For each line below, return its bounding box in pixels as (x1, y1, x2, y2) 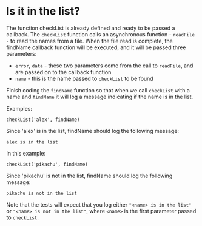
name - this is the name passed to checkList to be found (15, 75, 153, 82)
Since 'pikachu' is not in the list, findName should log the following (6, 172, 173, 179)
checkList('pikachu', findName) (6, 161, 88, 168)
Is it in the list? (6, 4, 81, 18)
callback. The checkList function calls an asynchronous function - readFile (6, 30, 195, 38)
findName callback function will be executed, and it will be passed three (6, 44, 186, 51)
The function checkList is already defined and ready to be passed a (6, 24, 175, 32)
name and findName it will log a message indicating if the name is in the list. (6, 93, 194, 100)
